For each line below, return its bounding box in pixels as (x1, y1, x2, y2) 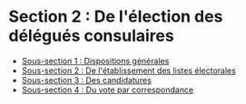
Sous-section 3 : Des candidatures (21, 74, 152, 85)
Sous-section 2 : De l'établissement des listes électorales (21, 65, 237, 76)
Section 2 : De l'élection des (8, 6, 223, 27)
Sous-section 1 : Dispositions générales (21, 55, 170, 66)
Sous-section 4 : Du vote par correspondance (21, 84, 194, 95)
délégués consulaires (8, 25, 174, 46)
